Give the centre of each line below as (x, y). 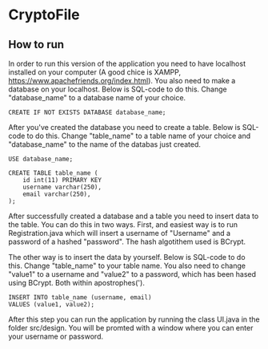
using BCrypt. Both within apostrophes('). (77, 283)
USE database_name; (41, 159)
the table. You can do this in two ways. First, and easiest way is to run (123, 225)
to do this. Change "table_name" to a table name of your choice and (138, 136)
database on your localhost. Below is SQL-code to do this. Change (118, 89)
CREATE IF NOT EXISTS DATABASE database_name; (87, 112)
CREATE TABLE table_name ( (53, 173)
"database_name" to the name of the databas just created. (105, 144)
